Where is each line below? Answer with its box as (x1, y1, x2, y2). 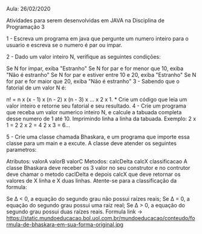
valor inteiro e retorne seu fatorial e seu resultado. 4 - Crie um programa (6, 102, 186, 109)
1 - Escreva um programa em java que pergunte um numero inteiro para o (6, 35, 189, 42)
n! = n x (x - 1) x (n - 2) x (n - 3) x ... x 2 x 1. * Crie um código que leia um (6, 96, 187, 103)
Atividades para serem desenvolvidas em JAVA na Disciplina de (6, 17, 165, 24)
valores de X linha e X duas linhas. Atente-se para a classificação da (6, 177, 177, 184)
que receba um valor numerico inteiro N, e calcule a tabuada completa (6, 109, 182, 115)
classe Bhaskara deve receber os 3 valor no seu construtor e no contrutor (6, 164, 191, 171)
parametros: (6, 146, 37, 153)
